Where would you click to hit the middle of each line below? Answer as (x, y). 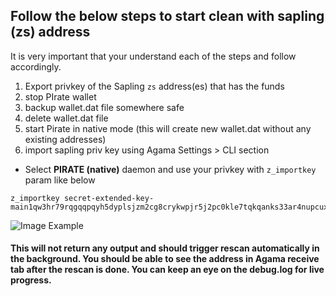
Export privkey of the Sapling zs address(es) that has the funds (154, 86)
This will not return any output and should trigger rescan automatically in (165, 248)
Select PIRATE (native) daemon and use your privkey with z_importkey (170, 169)
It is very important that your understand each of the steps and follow (153, 56)
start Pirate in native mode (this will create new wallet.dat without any (168, 128)
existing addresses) (65, 139)
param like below (60, 180)
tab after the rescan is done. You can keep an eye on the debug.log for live (167, 270)
